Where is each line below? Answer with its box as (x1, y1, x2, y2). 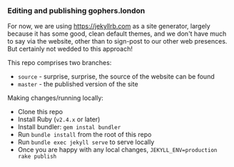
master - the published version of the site (17, 80, 138, 88)
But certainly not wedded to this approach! (7, 45, 133, 54)
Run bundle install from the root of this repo (17, 131, 152, 139)
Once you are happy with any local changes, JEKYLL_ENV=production (17, 146, 218, 154)
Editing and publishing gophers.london (7, 6, 146, 16)
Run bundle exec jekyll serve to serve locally (17, 138, 155, 146)
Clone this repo (17, 108, 63, 116)
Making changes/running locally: (7, 93, 103, 102)
